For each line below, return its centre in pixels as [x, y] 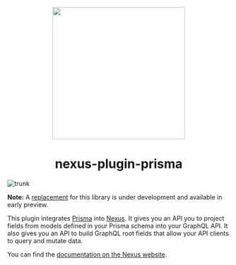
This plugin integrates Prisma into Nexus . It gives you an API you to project [116, 218]
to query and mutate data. [45, 240]
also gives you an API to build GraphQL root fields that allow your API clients [118, 233]
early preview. [28, 204]
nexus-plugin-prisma [119, 164]
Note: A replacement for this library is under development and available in [115, 197]
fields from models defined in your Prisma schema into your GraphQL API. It [118, 226]
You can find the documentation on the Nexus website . [87, 254]
